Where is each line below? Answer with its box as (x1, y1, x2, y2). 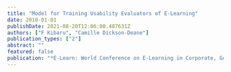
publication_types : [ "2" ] (7, 36, 81, 43)
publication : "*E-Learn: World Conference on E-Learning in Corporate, (7, 55, 217, 62)
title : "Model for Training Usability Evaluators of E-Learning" (7, 10, 198, 17)
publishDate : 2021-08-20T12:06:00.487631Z (7, 23, 131, 29)
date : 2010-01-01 (7, 16, 57, 23)
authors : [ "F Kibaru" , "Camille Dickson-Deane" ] (7, 29, 149, 36)
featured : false (7, 49, 54, 56)
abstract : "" (7, 42, 45, 49)
